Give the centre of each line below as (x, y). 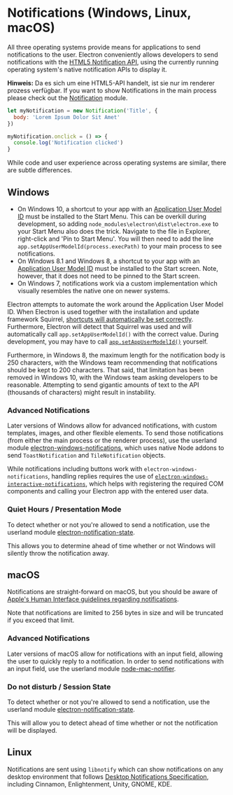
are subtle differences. (40, 170)
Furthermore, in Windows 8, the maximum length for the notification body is (116, 355)
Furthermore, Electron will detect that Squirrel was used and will (100, 326)
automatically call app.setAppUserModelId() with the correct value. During (113, 334)
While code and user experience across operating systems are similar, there (117, 163)
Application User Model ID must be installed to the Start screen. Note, (118, 268)
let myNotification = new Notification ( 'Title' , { (83, 111)
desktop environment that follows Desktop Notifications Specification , (108, 776)
